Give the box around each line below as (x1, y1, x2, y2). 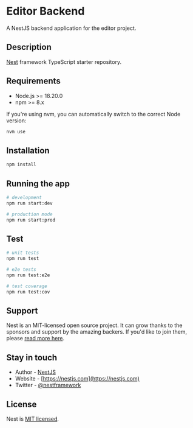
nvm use (6, 128, 26, 135)
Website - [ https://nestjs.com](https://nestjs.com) (15, 375, 140, 382)
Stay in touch (6, 352, 58, 363)
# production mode (6, 211, 53, 217)
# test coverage (6, 283, 47, 289)
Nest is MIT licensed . (6, 415, 59, 423)
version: (6, 117, 27, 124)
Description (6, 42, 52, 52)
